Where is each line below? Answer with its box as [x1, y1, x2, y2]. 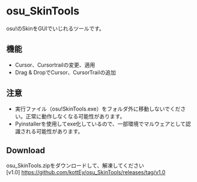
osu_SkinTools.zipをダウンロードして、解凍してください [6, 162, 144, 169]
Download [6, 145, 45, 156]
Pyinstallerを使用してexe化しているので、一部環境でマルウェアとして [14, 120, 186, 127]
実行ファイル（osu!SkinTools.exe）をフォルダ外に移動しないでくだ [14, 105, 181, 112]
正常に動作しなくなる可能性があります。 [25, 112, 126, 120]
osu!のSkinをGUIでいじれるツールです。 [6, 25, 105, 32]
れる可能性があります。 [25, 127, 83, 135]
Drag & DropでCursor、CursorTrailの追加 [14, 68, 116, 76]
